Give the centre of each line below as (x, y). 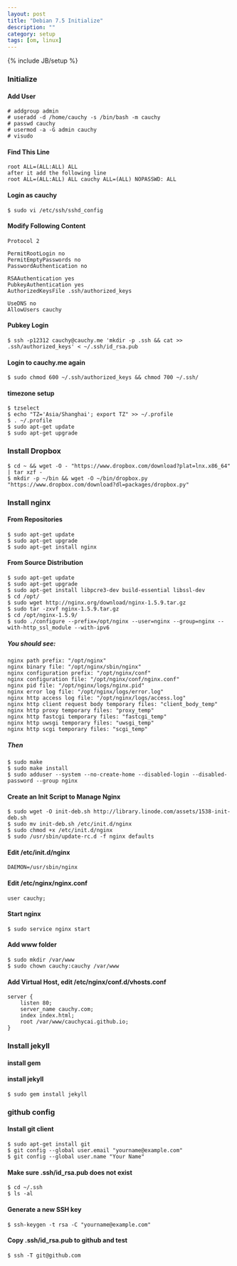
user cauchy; (27, 898)
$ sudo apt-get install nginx (52, 547)
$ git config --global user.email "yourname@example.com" (95, 1151)
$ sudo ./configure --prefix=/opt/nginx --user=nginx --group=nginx (111, 622)
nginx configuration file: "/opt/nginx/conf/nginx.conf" (94, 680)
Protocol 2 (23, 241)
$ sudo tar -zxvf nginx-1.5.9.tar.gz (63, 609)
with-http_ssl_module (39, 628)
